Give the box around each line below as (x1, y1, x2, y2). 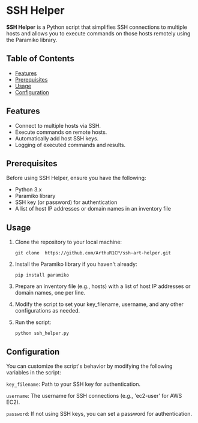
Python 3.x (14, 186, 42, 193)
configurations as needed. (14, 307, 80, 314)
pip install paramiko (14, 272, 69, 278)
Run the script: (14, 319, 52, 326)
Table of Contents (6, 53, 75, 64)
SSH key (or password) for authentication (14, 199, 118, 206)
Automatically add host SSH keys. (14, 134, 99, 142)
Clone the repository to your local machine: (14, 238, 122, 246)
